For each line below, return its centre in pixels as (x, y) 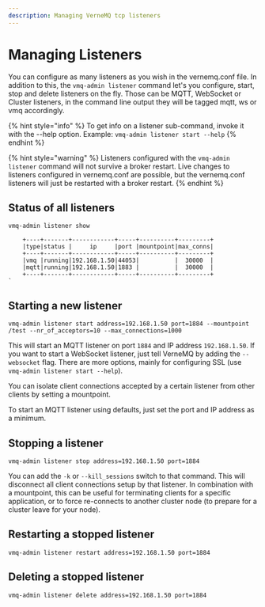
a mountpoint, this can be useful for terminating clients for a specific (120, 493)
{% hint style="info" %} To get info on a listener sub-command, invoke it (126, 125)
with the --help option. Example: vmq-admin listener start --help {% (123, 134)
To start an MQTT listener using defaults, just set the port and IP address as (131, 410)
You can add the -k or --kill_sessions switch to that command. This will (127, 476)
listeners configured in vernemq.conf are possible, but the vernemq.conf (127, 174)
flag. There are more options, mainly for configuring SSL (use (142, 362)
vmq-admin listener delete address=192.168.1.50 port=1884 (108, 595)
